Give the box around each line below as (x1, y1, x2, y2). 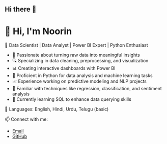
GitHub (12, 133, 27, 139)
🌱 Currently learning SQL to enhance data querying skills (12, 96, 132, 102)
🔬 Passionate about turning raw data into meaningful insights (12, 52, 141, 58)
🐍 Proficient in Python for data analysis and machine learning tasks (12, 73, 153, 79)
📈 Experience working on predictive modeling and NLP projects (12, 78, 147, 84)
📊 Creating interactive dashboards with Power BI (12, 65, 116, 71)
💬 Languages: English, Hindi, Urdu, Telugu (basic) (5, 106, 109, 112)
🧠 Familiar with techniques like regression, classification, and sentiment (12, 86, 162, 92)
